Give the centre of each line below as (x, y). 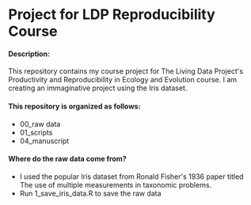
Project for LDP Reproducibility (112, 15)
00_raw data (40, 123)
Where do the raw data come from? (67, 159)
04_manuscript (44, 141)
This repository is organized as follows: (74, 106)
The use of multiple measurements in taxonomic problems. (116, 184)
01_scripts (36, 132)
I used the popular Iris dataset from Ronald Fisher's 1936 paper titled (131, 177)
